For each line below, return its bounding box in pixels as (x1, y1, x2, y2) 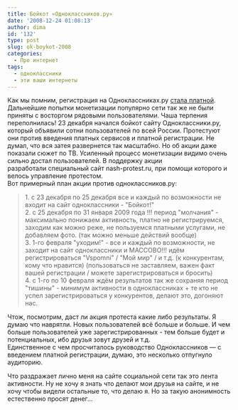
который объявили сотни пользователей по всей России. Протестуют (7, 126, 220, 135)
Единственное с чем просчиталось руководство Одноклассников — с (7, 343, 222, 352)
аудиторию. (7, 358, 43, 367)
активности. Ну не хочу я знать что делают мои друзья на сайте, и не (7, 379, 220, 388)
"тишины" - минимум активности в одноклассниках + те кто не (24, 284, 218, 293)
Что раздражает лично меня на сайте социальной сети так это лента (7, 372, 218, 381)
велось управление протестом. (7, 172, 103, 180)
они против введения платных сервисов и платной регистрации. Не (7, 134, 215, 142)
